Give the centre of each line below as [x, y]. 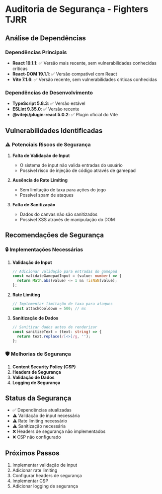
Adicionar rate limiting [35, 470]
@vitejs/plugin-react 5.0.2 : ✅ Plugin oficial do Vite [65, 115]
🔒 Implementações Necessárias [44, 249]
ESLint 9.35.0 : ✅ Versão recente [46, 109]
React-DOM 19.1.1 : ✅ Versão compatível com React [65, 74]
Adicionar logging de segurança [45, 486]
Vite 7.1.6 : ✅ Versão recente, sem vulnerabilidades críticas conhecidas [85, 79]
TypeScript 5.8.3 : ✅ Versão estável [49, 103]
